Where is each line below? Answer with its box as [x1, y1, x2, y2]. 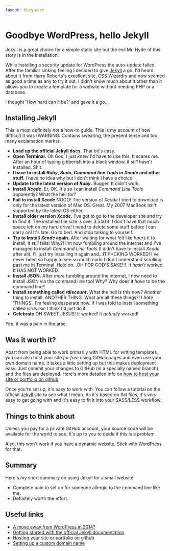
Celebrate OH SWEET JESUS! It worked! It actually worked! [12, 311, 139, 317]
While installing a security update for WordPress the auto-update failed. [5, 62, 156, 68]
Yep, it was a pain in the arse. [5, 320, 67, 327]
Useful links [5, 510, 44, 519]
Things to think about [5, 412, 75, 421]
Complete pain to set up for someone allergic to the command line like [12, 484, 161, 491]
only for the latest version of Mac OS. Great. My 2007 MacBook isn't [12, 202, 157, 209]
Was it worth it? [5, 335, 56, 344]
